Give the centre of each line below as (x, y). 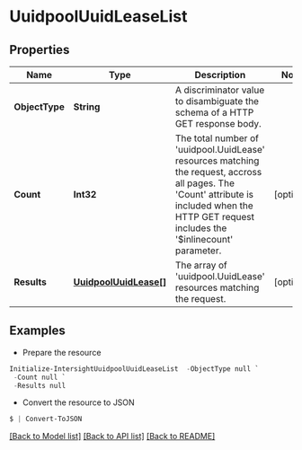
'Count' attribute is (214, 194)
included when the (214, 206)
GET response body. (218, 124)
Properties (40, 50)
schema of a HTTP (214, 112)
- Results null (40, 385)
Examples (37, 331)
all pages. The (205, 183)
